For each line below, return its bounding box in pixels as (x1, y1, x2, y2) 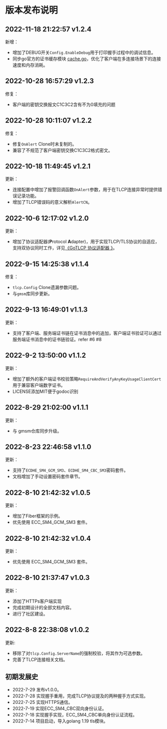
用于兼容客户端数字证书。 (12, 382, 65, 388)
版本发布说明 (5, 5, 58, 16)
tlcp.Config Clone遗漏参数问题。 (12, 284, 81, 290)
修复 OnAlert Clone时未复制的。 (12, 141, 77, 147)
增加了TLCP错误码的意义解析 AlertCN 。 (12, 199, 92, 205)
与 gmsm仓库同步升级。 (12, 427, 62, 434)
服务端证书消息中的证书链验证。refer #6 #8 (12, 336, 102, 342)
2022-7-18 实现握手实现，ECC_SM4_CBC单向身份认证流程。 (12, 712, 137, 718)
